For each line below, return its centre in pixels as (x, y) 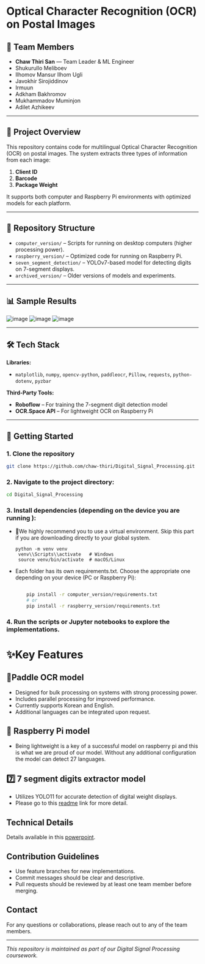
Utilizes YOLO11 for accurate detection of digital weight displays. (96, 797)
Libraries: (19, 363)
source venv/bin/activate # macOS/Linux (71, 560)
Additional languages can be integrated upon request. (83, 712)
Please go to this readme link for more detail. (71, 803)
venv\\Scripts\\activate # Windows (66, 555)
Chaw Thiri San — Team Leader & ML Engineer (75, 62)
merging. (27, 891)
